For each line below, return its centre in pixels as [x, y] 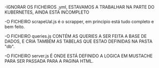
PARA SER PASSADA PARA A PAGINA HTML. [49, 61]
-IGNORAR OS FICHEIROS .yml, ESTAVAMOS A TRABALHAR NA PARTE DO [79, 7]
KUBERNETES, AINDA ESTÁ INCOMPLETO [47, 12]
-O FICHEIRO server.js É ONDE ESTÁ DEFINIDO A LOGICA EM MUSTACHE [79, 56]
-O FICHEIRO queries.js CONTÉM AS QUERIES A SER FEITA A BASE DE [76, 36]
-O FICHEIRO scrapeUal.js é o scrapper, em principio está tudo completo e [79, 22]
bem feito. [15, 27]
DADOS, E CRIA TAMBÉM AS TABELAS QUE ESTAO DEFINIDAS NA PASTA [79, 41]
